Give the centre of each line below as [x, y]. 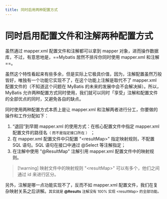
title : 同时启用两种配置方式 [32, 10]
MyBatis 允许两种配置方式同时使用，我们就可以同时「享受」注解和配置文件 [82, 92]
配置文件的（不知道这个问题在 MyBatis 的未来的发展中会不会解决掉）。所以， [83, 86]
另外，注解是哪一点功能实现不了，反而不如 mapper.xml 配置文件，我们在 [80, 185]
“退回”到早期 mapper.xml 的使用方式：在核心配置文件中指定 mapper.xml [86, 126]
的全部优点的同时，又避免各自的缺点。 [44, 99]
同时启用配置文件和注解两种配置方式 [79, 36]
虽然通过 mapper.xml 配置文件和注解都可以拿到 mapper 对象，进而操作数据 [82, 51]
